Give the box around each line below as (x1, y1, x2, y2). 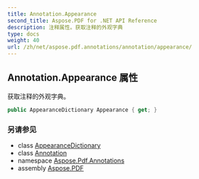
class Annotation (17, 148, 68, 157)
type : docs (7, 30, 40, 38)
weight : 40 (7, 37, 40, 44)
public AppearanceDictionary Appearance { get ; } (7, 106, 158, 113)
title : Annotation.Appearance (7, 10, 97, 18)
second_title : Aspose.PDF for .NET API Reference (7, 17, 158, 24)
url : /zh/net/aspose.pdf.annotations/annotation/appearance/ (7, 44, 193, 51)
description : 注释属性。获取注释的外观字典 (7, 24, 123, 31)
